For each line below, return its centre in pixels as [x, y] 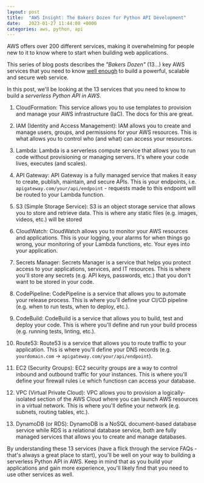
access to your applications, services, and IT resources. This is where [103, 269]
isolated [25, 399]
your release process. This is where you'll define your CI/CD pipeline [101, 300]
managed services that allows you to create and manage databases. [101, 437]
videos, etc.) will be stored [49, 219]
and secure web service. [38, 77]
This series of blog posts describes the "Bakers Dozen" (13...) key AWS [96, 65]
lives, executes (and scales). [51, 164]
